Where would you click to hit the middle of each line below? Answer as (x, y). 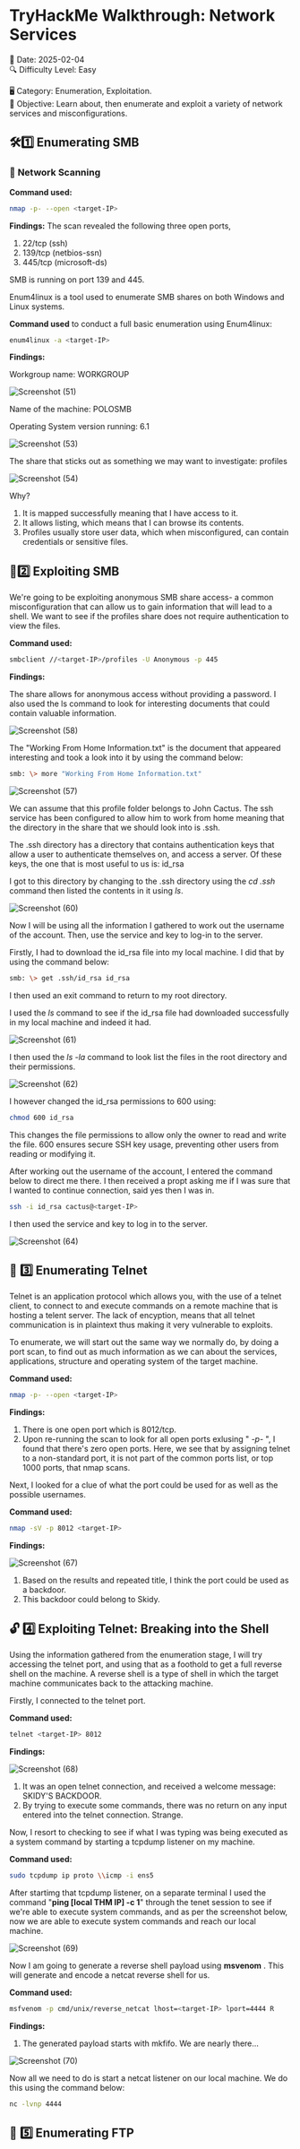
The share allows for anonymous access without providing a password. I (143, 695)
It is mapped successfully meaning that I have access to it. (130, 514)
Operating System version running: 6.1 (79, 427)
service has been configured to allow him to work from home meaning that (147, 817)
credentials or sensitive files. (75, 542)
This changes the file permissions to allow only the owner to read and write (148, 1135)
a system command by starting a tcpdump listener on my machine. (132, 1842)
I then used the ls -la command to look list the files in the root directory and (148, 1057)
